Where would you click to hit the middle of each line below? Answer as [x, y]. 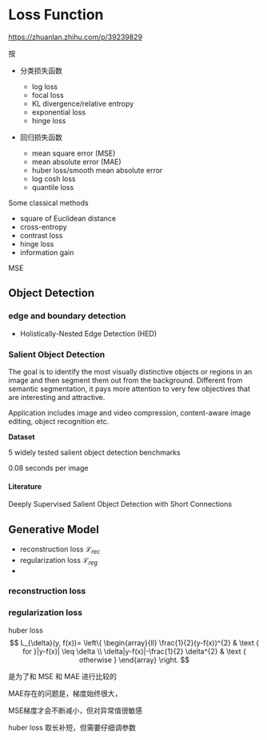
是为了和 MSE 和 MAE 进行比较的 [63, 676]
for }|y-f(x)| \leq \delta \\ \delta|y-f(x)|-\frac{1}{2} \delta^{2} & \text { [134, 651]
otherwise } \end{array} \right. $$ [134, 660]
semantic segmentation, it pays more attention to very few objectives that [129, 388]
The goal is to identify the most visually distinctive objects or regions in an [130, 371]
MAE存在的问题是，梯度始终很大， [65, 693]
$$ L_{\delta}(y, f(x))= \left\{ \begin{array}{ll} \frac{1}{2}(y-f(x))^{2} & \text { [134, 642]
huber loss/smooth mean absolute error [97, 170]
